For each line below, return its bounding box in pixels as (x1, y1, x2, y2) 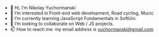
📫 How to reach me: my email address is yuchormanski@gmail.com (10, 26, 154, 32)
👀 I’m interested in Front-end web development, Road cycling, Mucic (10, 10, 154, 16)
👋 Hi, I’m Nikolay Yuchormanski (10, 5, 76, 10)
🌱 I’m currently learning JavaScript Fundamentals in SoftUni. (10, 15, 137, 21)
